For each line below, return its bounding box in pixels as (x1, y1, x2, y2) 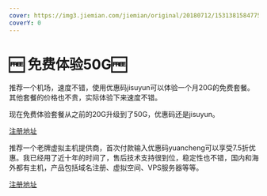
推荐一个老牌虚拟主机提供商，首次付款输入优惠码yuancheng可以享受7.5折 (9, 143, 249, 153)
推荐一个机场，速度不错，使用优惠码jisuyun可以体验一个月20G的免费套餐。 (9, 83, 254, 92)
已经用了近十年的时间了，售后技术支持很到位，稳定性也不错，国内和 (29, 153, 252, 163)
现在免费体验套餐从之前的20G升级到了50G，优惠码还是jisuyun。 (9, 110, 220, 119)
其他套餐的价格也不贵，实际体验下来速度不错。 (9, 92, 162, 103)
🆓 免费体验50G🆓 (9, 55, 128, 73)
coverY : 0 (9, 19, 42, 27)
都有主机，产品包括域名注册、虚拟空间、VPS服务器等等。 (15, 163, 204, 172)
